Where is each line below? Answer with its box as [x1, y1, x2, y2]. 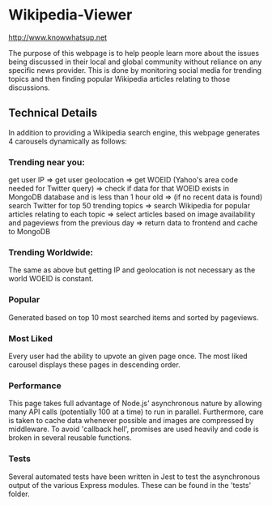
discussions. [8, 83, 50, 92]
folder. [8, 489, 30, 499]
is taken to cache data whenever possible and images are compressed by [8, 416, 254, 426]
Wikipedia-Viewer [8, 6, 133, 24]
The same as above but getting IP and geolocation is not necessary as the [8, 265, 256, 275]
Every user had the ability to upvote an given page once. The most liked [8, 351, 249, 361]
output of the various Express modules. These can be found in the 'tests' [8, 480, 252, 490]
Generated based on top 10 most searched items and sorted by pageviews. [8, 312, 259, 322]
